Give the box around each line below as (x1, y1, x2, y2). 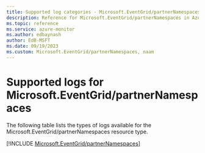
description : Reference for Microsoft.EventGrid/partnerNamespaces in (6, 15, 190, 21)
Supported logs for (6, 75, 104, 89)
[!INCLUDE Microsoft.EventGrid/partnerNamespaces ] (6, 140, 140, 147)
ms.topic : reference (6, 20, 59, 26)
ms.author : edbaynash (6, 32, 62, 38)
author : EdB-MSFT (6, 37, 51, 43)
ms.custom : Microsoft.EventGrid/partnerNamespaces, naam (6, 49, 154, 55)
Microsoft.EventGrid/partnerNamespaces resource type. (6, 128, 148, 135)
